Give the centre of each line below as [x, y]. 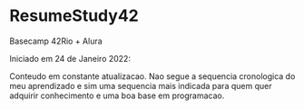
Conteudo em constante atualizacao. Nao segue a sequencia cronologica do [152, 76]
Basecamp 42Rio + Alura [56, 41]
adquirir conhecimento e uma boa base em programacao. [117, 95]
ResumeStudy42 [74, 16]
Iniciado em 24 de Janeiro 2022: [70, 58]
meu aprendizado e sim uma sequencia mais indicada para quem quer [141, 85]
